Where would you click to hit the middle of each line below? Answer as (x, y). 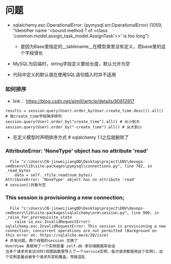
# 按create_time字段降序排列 (34, 116)
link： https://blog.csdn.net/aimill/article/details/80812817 (73, 101)
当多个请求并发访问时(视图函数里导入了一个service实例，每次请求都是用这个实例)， (82, 251)
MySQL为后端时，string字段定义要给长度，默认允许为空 (71, 63)
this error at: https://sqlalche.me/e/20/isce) (57, 235)
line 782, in (138, 166)
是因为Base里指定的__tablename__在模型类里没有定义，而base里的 (91, 46)
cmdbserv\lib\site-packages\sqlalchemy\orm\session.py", (67, 213)
